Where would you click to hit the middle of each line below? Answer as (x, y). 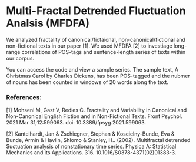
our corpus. (20, 58)
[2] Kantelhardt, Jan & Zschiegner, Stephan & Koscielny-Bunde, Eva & (90, 134)
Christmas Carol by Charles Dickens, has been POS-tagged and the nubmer (98, 76)
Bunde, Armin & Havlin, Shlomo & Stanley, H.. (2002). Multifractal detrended (98, 140)
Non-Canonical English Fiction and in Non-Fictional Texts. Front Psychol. (94, 116)
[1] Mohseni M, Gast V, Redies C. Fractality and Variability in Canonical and (97, 110)
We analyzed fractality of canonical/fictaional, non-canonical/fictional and (96, 39)
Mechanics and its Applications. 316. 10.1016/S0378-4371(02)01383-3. (91, 153)
